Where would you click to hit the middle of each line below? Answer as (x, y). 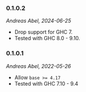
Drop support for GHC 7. (43, 32)
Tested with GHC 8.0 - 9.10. (47, 38)
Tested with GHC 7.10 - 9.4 (46, 83)
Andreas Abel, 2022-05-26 (39, 66)
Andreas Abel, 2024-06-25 (39, 21)
